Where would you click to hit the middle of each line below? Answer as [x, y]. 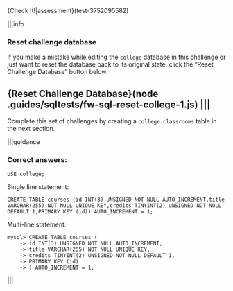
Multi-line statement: [37, 224]
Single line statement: [38, 187]
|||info [16, 24]
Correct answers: [37, 160]
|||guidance [24, 142]
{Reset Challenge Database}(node [83, 94]
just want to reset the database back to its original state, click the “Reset [110, 64]
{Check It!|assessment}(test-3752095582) [68, 11]
